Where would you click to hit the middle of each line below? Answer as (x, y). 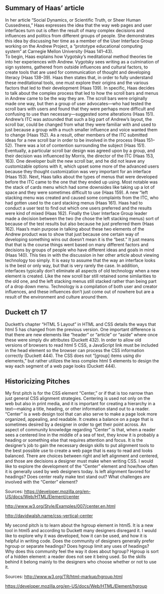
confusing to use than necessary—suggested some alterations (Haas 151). (80, 114)
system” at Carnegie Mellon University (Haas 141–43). (59, 51)
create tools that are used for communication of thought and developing (78, 72)
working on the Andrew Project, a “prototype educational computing (74, 46)
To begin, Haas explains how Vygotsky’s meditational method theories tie (79, 57)
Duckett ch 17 (26, 312)
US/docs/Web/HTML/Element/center (42, 497)
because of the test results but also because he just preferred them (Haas (80, 224)
